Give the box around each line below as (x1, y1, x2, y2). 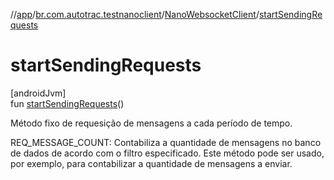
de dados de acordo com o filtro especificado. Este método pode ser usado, (10, 147, 325, 159)
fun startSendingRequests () (10, 97, 125, 109)
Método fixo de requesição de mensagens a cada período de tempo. (10, 117, 293, 129)
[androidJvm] (10, 87, 67, 99)
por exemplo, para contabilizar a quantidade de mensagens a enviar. (10, 157, 293, 169)
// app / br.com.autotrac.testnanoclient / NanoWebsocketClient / (10, 9, 260, 20)
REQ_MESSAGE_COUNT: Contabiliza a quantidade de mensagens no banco (10, 136, 322, 148)
